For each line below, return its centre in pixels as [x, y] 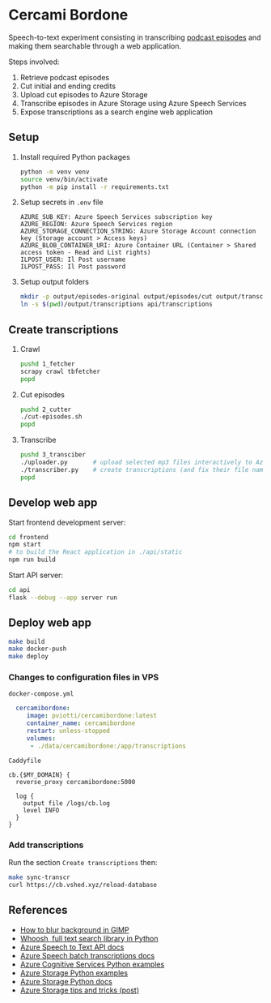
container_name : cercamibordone [81, 723]
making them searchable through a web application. [95, 45]
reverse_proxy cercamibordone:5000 [76, 782]
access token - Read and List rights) [85, 253]
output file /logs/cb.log [67, 803]
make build [27, 641]
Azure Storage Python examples [74, 973]
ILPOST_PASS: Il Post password [73, 267]
